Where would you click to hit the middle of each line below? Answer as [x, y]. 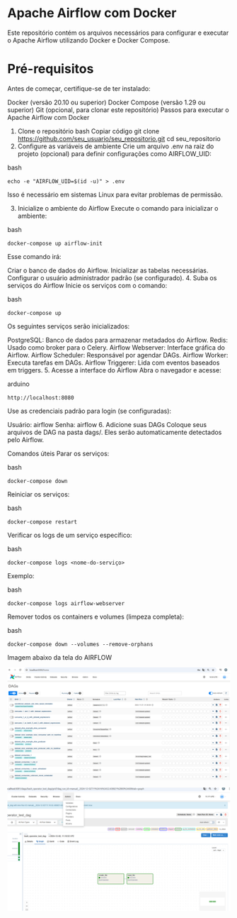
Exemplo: [21, 575]
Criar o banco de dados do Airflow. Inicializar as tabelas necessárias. [108, 270]
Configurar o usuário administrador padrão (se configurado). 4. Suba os [112, 277]
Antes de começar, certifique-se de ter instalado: [79, 88]
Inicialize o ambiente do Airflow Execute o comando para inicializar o [118, 208]
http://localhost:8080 [41, 398]
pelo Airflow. [26, 439]
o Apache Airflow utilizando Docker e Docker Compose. [89, 40]
